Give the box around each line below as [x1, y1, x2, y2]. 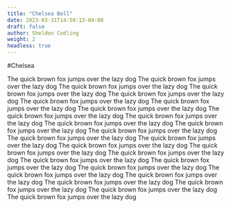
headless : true [7, 42, 51, 49]
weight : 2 [7, 36, 36, 43]
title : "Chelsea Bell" [7, 10, 73, 17]
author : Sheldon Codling [7, 29, 79, 37]
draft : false [7, 23, 45, 30]
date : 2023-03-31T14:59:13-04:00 [7, 17, 104, 24]
